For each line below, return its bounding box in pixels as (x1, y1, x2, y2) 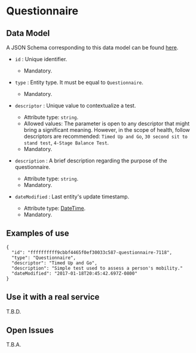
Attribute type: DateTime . (23, 205, 86, 212)
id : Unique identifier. (14, 56, 68, 62)
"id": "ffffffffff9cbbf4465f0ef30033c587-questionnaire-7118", (11, 249, 172, 255)
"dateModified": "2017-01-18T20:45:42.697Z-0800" (11, 270, 137, 276)
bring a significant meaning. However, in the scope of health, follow (23, 126, 190, 133)
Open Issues (6, 325, 54, 336)
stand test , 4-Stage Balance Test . (23, 139, 109, 146)
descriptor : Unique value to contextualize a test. (14, 102, 136, 109)
